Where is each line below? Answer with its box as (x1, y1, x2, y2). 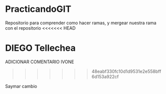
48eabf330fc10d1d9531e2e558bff (91, 68, 162, 74)
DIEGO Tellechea (5, 43, 76, 54)
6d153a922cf (91, 73, 119, 80)
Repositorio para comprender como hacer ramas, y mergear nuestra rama (5, 20, 157, 26)
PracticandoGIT (5, 3, 72, 15)
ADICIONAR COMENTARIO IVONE (5, 58, 75, 65)
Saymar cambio (5, 83, 37, 89)
